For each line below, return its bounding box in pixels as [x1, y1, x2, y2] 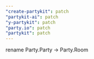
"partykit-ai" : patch [5, 14, 59, 20]
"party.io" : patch [5, 25, 51, 31]
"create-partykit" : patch [5, 8, 69, 15]
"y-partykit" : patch [5, 19, 56, 25]
